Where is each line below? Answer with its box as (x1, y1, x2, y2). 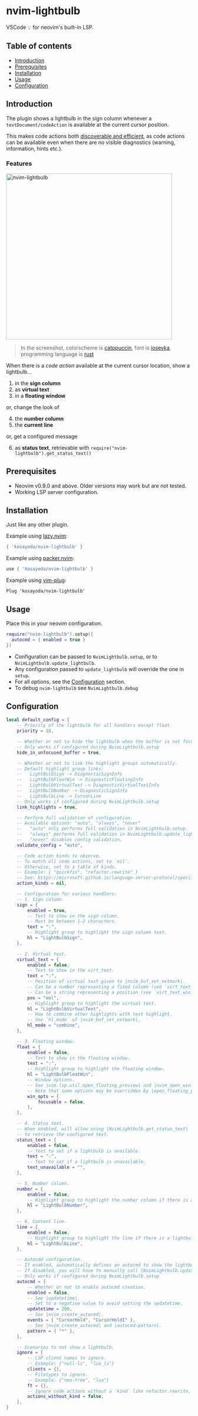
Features (6, 159, 32, 168)
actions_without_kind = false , (27, 1394, 104, 1399)
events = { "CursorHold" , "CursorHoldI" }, (27, 1317, 136, 1323)
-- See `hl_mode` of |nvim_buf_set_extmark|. (27, 1017, 141, 1023)
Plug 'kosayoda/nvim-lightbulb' (6, 588, 85, 594)
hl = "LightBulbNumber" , (27, 1202, 88, 1208)
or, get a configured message (6, 433, 78, 440)
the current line (14, 421, 54, 429)
